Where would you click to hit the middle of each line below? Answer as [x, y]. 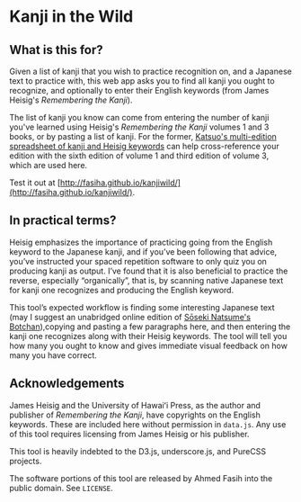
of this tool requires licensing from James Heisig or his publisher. [129, 434]
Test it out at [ [35, 183]
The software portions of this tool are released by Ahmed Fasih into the [141, 478]
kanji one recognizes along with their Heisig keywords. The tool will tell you [148, 336]
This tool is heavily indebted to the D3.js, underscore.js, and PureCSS [138, 451]
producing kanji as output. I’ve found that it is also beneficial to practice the [149, 271]
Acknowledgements [67, 384]
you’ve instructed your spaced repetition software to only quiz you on [138, 261]
